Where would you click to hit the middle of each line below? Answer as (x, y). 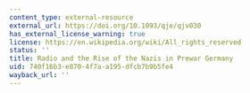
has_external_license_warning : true (77, 34)
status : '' (29, 50)
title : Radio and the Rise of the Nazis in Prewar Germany (121, 58)
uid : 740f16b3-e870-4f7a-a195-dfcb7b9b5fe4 (92, 67)
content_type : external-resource (71, 17)
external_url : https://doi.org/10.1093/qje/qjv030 (105, 26)
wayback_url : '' (39, 75)
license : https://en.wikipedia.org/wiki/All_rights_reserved (125, 42)
